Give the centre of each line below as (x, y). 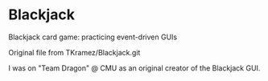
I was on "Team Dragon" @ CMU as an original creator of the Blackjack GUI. (134, 68)
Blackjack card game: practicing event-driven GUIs (93, 37)
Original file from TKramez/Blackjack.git (74, 52)
